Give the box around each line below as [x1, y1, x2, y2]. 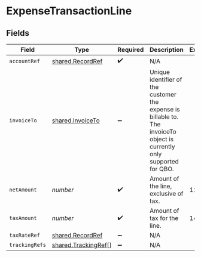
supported [149, 157, 179, 165]
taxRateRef [9, 232, 40, 239]
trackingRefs [9, 241, 47, 248]
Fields [6, 28, 30, 38]
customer [149, 91, 176, 98]
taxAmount [9, 215, 37, 221]
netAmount [9, 187, 37, 193]
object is [149, 135, 174, 143]
